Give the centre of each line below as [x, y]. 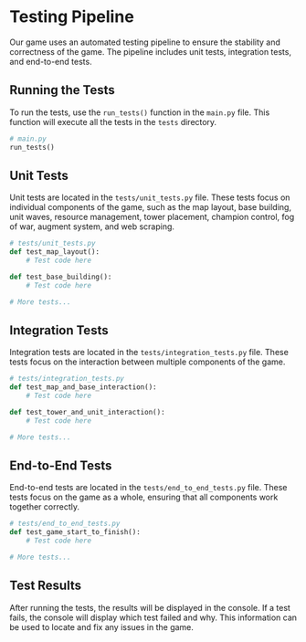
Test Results [46, 586]
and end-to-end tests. [51, 61]
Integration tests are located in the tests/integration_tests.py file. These [149, 353]
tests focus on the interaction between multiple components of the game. [148, 362]
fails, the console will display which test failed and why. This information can [153, 617]
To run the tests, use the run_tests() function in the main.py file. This [140, 112]
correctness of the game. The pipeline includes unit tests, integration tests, [151, 51]
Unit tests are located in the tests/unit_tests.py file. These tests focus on [150, 197]
